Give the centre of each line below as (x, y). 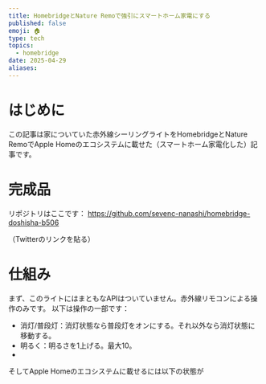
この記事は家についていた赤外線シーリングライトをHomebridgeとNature (128, 134)
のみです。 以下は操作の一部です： (72, 308)
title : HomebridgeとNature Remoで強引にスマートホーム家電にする (110, 16)
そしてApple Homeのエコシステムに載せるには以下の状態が (106, 371)
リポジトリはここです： (47, 213)
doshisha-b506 (34, 223)
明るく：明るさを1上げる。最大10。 (78, 345)
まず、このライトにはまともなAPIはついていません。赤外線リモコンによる (130, 298)
